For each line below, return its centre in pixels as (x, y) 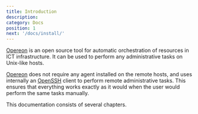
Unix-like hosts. (25, 63)
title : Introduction (32, 12)
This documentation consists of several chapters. (66, 105)
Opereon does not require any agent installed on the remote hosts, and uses (99, 74)
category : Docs (25, 22)
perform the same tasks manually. (48, 93)
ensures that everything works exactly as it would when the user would (93, 87)
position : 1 (21, 28)
